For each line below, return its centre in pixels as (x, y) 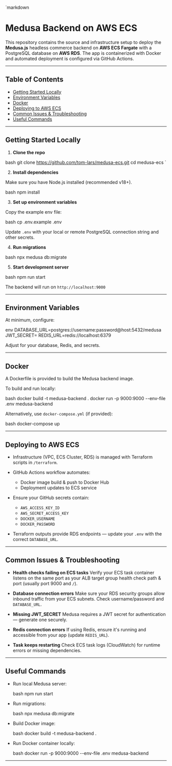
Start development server (41, 267)
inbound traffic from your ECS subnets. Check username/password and (88, 598)
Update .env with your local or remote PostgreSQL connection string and (82, 232)
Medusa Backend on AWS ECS (71, 28)
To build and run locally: (31, 388)
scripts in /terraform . (35, 462)
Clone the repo (29, 152)
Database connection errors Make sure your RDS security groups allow (89, 593)
